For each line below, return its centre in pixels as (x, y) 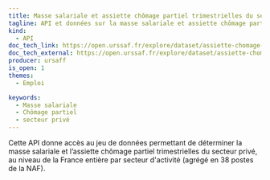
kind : (17, 31)
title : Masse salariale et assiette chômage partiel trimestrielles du (131, 16)
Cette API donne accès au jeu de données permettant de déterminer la (125, 143)
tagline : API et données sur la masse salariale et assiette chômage (127, 23)
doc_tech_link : (34, 46)
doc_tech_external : (41, 53)
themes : (21, 76)
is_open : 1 (27, 68)
